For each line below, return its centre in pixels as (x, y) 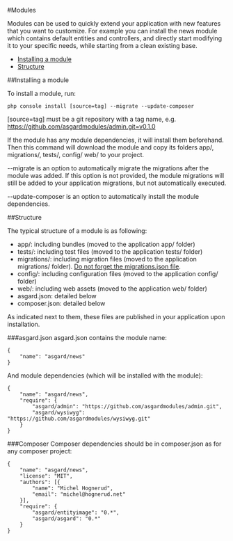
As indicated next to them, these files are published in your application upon (116, 317)
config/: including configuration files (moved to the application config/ (118, 274)
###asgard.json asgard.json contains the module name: (87, 338)
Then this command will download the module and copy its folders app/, (111, 147)
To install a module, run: (42, 94)
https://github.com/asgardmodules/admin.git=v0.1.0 (81, 127)
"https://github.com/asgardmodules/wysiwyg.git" (79, 419)
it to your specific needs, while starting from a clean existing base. (103, 46)
